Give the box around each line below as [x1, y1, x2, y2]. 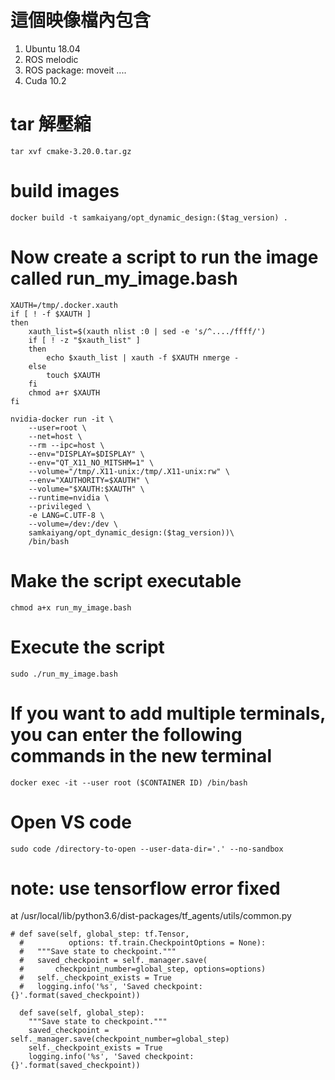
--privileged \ [28, 501, 92, 511]
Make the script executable [10, 569, 242, 592]
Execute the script [10, 636, 165, 658]
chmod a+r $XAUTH [28, 387, 101, 398]
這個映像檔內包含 [10, 9, 152, 32]
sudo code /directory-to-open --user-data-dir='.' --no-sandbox [10, 844, 284, 854]
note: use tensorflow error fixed [10, 877, 281, 900]
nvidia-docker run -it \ [10, 414, 114, 424]
